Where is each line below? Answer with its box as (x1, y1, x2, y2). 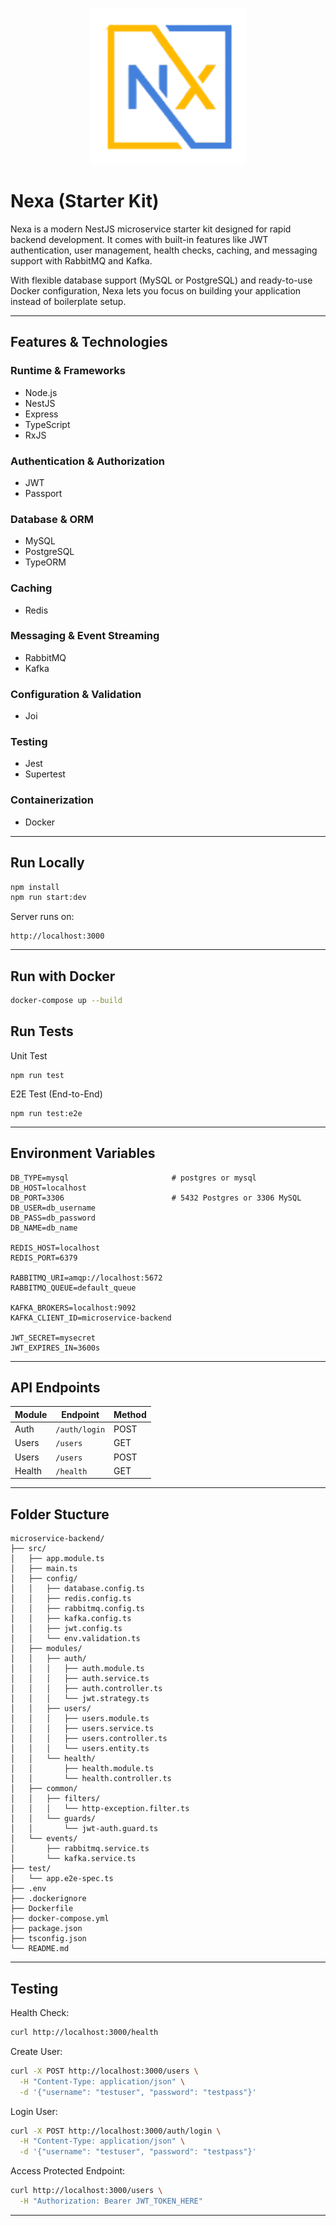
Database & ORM (10, 512, 95, 526)
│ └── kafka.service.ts (10, 1854, 137, 1864)
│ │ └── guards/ (10, 1814, 97, 1824)
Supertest (24, 768, 66, 780)
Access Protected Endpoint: (10, 2165, 126, 2177)
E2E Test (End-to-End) (10, 1088, 103, 1100)
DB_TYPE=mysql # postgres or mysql (10, 1173, 257, 1183)
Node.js (24, 386, 58, 398)
